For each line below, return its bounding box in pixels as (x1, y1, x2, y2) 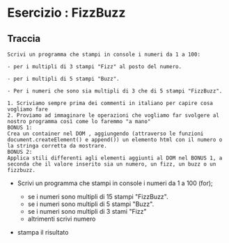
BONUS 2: (7, 148, 33, 155)
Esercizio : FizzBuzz (7, 5, 126, 21)
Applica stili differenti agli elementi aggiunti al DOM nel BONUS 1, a (7, 155, 223, 162)
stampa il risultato (17, 228, 69, 236)
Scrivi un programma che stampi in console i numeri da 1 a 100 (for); (17, 179, 214, 187)
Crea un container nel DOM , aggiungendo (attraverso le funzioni (7, 130, 204, 137)
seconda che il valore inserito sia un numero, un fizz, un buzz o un (7, 161, 216, 168)
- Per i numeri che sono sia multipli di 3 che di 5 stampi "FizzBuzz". (7, 88, 223, 95)
